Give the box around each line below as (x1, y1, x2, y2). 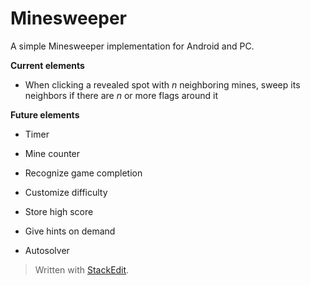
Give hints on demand (24, 225, 116, 237)
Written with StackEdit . (34, 263, 130, 276)
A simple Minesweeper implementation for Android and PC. (10, 40, 255, 52)
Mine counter (24, 147, 81, 159)
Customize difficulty (24, 186, 108, 198)
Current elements (10, 59, 85, 71)
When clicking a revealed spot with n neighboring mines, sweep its (24, 78, 301, 91)
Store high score (24, 205, 94, 217)
